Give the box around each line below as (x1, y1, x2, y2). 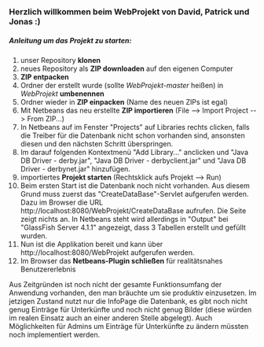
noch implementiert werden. (9, 330, 101, 339)
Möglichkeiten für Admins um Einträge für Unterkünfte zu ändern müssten (9, 321, 249, 330)
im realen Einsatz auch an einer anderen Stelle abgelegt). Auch (9, 313, 213, 323)
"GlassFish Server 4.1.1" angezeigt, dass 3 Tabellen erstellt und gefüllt (20, 223, 246, 232)
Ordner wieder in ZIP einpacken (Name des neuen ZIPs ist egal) (20, 97, 229, 106)
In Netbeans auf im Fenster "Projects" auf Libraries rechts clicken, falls (20, 122, 250, 131)
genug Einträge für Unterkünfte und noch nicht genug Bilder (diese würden (9, 305, 252, 314)
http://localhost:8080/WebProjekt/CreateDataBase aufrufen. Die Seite (20, 205, 247, 215)
